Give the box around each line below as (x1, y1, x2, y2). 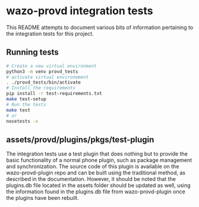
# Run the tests (6, 101, 46, 107)
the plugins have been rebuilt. (6, 195, 79, 202)
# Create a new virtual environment (6, 63, 97, 69)
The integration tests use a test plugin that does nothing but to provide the (6, 150, 188, 158)
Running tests (6, 47, 59, 58)
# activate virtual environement (6, 74, 89, 80)
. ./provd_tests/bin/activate (6, 79, 81, 85)
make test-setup (6, 96, 46, 102)
